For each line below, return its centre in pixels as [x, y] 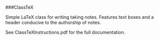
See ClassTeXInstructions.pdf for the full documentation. [65, 32]
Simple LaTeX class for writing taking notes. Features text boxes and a [80, 17]
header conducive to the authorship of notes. [53, 23]
